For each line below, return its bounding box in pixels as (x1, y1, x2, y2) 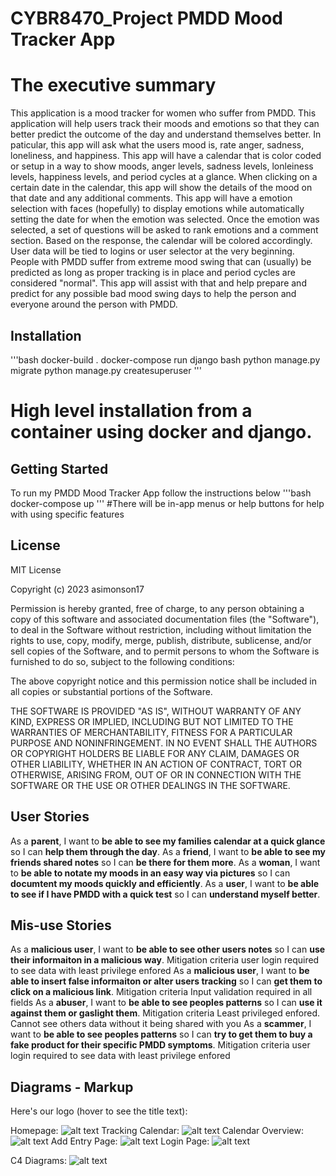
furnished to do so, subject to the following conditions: (10, 655, 235, 667)
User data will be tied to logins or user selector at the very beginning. (10, 245, 295, 257)
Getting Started (10, 460, 109, 477)
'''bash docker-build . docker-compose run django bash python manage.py (10, 353, 321, 366)
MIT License (10, 563, 62, 576)
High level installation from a (10, 400, 253, 422)
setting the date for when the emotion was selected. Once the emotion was (10, 213, 320, 226)
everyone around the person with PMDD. (10, 298, 178, 311)
